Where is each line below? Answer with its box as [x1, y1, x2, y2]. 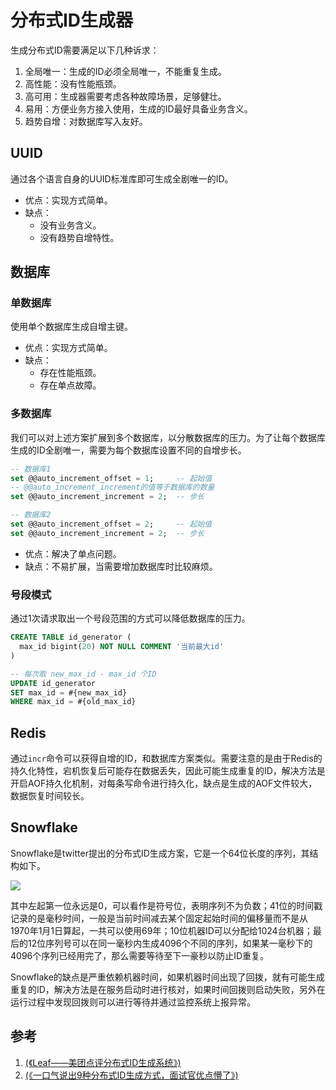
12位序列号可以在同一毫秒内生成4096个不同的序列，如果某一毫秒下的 [27, 937, 313, 949]
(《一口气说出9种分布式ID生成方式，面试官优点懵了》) [24, 1069, 239, 1081]
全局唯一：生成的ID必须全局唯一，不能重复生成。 [24, 65, 227, 77]
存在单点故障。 [39, 379, 102, 391]
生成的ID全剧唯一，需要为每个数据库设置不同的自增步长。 [10, 444, 247, 456]
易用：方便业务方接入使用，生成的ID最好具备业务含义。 [24, 102, 253, 115]
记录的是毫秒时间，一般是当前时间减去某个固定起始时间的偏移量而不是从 [10, 912, 308, 924]
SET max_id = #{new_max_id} [10, 687, 128, 698]
